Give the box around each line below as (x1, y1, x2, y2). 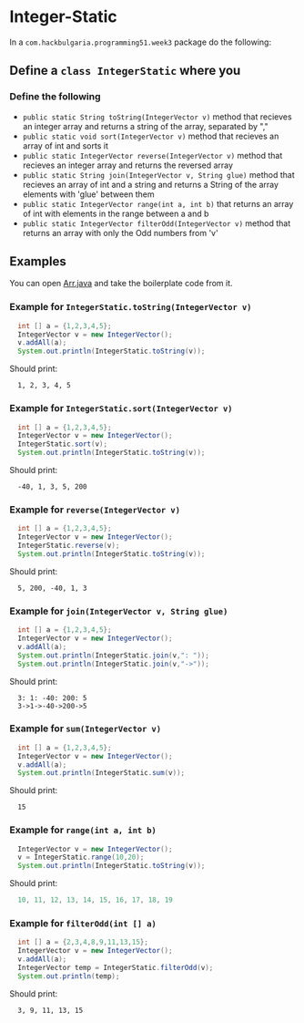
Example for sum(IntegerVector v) (9, 722, 162, 735)
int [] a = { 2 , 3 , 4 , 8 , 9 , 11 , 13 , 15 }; (17, 937, 148, 947)
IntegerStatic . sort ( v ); (17, 439, 107, 449)
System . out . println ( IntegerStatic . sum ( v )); (17, 769, 185, 778)
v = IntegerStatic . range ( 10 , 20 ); (17, 852, 145, 863)
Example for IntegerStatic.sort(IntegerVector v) (9, 402, 233, 415)
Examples (9, 253, 66, 270)
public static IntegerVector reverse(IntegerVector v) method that (22, 150, 283, 160)
